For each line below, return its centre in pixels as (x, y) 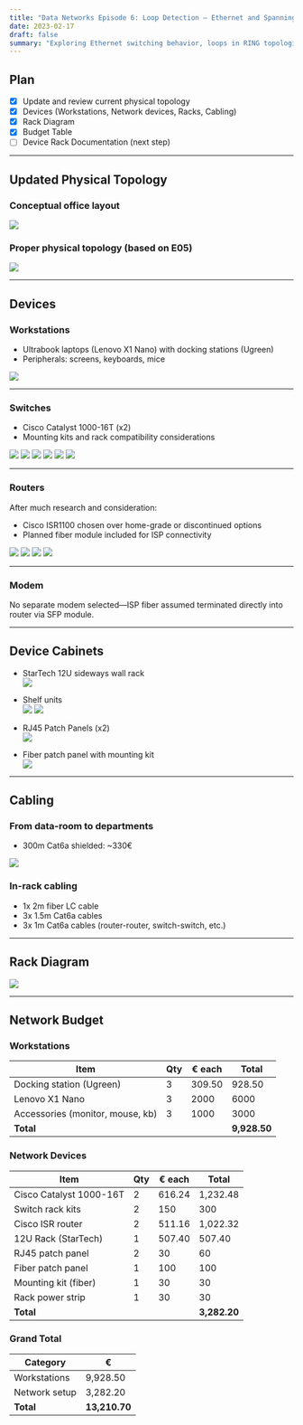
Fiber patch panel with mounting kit (88, 754)
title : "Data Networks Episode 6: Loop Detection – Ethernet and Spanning (153, 18)
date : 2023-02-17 (42, 26)
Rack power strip (50, 1297)
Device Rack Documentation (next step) (96, 142)
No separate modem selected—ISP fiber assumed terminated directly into (147, 604)
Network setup (45, 1392)
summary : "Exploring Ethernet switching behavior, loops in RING (134, 43)
